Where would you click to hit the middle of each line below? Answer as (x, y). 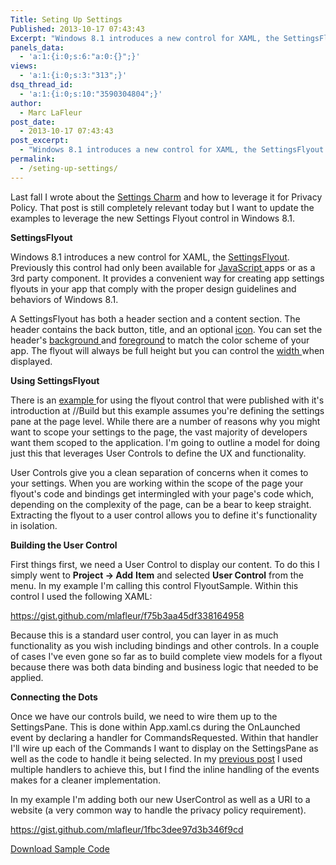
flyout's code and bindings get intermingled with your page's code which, (162, 493)
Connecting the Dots (54, 697)
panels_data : (37, 47)
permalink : (33, 159)
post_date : (33, 122)
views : (24, 66)
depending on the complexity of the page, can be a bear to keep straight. (161, 504)
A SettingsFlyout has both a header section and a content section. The (155, 318)
